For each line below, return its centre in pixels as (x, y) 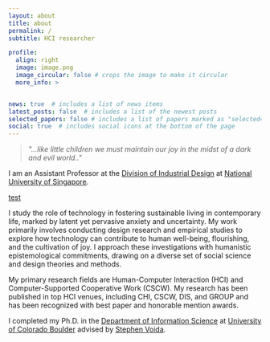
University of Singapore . (49, 182)
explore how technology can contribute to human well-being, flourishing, (129, 238)
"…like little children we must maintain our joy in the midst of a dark (139, 149)
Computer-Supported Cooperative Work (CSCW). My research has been (128, 288)
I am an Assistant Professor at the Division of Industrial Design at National (130, 173)
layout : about (32, 16)
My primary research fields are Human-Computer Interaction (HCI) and (126, 280)
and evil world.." (55, 158)
